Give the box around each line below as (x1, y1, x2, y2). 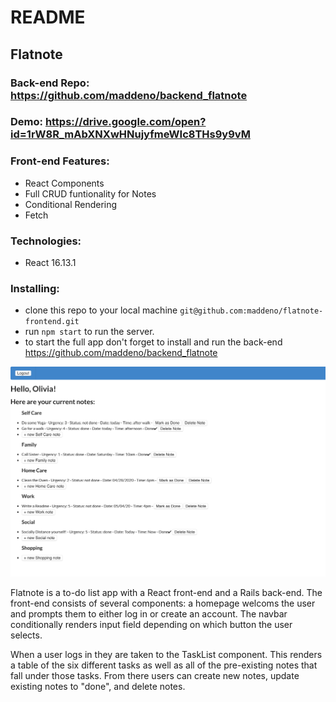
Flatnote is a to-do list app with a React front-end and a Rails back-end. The (10, 587, 323, 599)
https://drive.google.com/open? (44, 115, 207, 129)
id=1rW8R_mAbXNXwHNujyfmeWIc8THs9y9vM (10, 127, 251, 141)
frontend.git (24, 317, 80, 327)
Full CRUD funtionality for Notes (24, 187, 157, 200)
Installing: (10, 281, 60, 295)
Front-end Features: (10, 154, 110, 168)
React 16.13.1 (24, 257, 77, 269)
